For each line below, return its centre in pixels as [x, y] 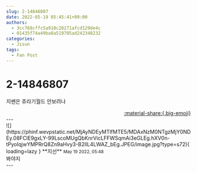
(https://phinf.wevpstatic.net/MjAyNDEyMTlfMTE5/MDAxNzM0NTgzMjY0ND [98, 131]
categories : [21, 39]
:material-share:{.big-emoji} [157, 113]
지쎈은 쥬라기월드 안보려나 [36, 101]
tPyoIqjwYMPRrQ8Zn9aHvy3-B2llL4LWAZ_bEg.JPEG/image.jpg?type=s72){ [98, 144]
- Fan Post [25, 55]
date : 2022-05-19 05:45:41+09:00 [47, 17]
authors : [17, 22]
